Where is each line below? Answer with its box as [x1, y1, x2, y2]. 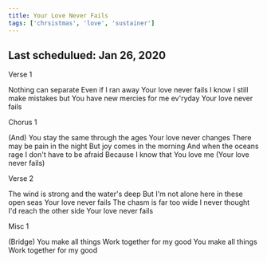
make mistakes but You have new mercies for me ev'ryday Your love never [8, 93, 253, 104]
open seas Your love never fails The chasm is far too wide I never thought [8, 198, 250, 207]
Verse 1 [8, 69, 33, 80]
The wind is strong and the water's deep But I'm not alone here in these [8, 189, 243, 199]
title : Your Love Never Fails [8, 11, 109, 20]
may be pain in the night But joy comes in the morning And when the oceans [8, 141, 259, 151]
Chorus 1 [8, 117, 37, 128]
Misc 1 [8, 222, 29, 231]
